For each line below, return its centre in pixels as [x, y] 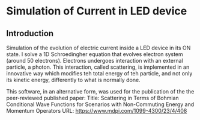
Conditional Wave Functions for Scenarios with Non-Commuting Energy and [100, 104]
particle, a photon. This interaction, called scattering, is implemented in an [98, 67]
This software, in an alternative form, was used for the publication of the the [100, 91]
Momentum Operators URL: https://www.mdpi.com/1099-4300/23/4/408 [97, 111]
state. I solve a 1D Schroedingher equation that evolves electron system [95, 54]
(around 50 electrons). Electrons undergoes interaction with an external [95, 61]
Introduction [30, 33]
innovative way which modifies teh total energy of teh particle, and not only [99, 73]
